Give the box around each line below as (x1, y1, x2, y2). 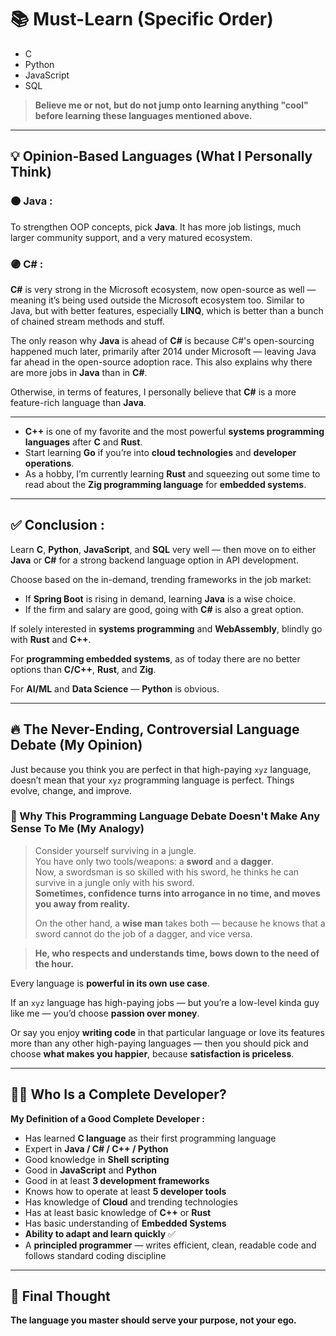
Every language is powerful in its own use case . (10, 977, 210, 989)
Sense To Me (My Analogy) (10, 822, 145, 836)
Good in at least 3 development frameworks (24, 1174, 210, 1186)
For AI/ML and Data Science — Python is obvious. (10, 682, 220, 695)
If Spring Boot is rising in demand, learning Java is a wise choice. (24, 592, 297, 605)
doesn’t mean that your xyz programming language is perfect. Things (10, 774, 295, 786)
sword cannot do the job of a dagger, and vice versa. (34, 927, 253, 940)
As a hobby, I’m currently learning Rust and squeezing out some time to (24, 467, 321, 480)
